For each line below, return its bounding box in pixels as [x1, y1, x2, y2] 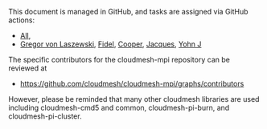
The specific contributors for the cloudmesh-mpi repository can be [8, 55, 231, 64]
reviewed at [8, 63, 47, 73]
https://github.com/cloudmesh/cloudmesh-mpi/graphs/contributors [19, 79, 244, 88]
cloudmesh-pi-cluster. [8, 111, 82, 121]
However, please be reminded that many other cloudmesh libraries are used [8, 95, 260, 103]
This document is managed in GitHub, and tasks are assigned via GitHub [8, 7, 249, 16]
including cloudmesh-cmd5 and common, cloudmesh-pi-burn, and [8, 103, 230, 112]
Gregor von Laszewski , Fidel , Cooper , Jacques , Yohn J [19, 39, 202, 49]
